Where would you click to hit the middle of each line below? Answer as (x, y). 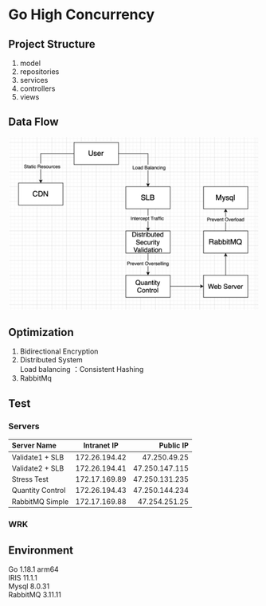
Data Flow (33, 122)
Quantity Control (39, 491)
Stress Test (30, 479)
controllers (37, 88)
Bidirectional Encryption (59, 351)
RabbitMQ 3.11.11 (35, 594)
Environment (41, 550)
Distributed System (51, 360)
